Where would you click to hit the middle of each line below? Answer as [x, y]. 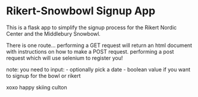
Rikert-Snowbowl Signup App [81, 11]
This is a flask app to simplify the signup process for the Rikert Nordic [92, 27]
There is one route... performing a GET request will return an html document [99, 45]
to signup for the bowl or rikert [44, 76]
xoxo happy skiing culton [37, 87]
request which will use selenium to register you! [65, 58]
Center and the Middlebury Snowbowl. [54, 33]
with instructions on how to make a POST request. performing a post [90, 51]
